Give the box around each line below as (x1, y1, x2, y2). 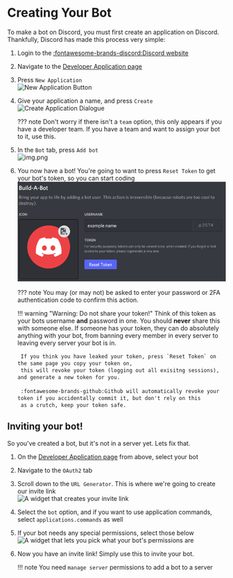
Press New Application (17, 75, 83, 84)
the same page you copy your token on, (17, 360, 133, 367)
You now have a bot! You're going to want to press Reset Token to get (17, 166, 216, 175)
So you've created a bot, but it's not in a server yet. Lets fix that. (7, 439, 191, 447)
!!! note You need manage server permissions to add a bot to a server (17, 563, 213, 571)
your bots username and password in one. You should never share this (17, 316, 221, 325)
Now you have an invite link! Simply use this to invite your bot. (17, 549, 194, 558)
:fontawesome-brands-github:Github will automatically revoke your (20, 387, 220, 394)
